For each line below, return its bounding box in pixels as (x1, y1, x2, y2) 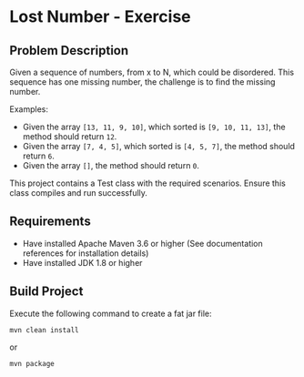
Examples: (9, 104, 48, 115)
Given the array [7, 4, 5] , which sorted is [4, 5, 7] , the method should (22, 141, 296, 151)
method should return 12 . (22, 131, 117, 142)
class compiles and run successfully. (9, 188, 148, 198)
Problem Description (9, 43, 129, 58)
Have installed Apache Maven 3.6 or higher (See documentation (22, 238, 264, 249)
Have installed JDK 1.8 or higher (22, 257, 143, 268)
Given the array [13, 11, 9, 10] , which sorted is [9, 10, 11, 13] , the (22, 121, 286, 132)
